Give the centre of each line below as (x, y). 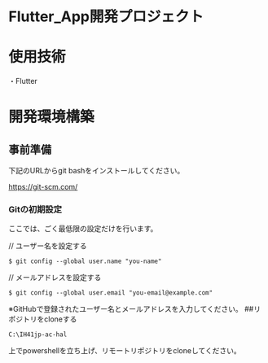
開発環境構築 (52, 117)
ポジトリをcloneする (43, 319)
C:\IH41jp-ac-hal (38, 335)
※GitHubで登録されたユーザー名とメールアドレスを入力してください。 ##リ (135, 309)
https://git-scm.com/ (43, 187)
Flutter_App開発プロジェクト (106, 17)
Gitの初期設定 (35, 210)
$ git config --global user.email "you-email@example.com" (111, 293)
